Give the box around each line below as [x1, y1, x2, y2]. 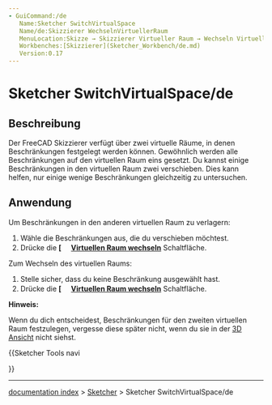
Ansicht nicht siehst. [8, 332, 77, 342]
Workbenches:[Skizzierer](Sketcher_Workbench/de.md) [19, 42, 201, 50]
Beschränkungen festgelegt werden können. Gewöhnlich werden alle [8, 147, 239, 156]
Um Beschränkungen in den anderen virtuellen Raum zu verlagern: [8, 217, 231, 227]
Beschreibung [8, 117, 81, 130]
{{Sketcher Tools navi [8, 347, 81, 357]
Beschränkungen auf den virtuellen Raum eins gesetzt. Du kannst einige [8, 156, 249, 164]
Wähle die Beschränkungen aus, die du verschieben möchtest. [19, 232, 229, 243]
